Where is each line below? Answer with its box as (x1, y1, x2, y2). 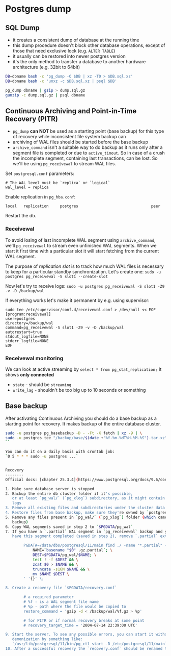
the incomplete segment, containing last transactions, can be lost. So (12, 155, 158, 161)
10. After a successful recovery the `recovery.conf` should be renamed (5, 646, 163, 651)
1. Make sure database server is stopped (5, 486, 95, 491)
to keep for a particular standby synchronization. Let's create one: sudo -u (5, 268, 161, 274)
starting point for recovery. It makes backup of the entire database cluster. (5, 420, 161, 426)
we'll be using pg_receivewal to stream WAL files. (12, 161, 116, 167)
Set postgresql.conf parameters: (5, 170, 75, 176)
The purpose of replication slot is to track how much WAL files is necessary (5, 263, 164, 269)
